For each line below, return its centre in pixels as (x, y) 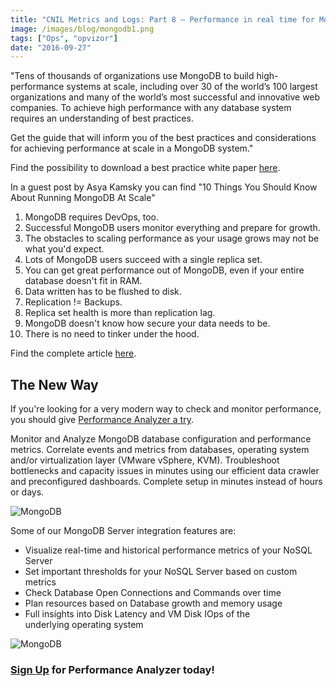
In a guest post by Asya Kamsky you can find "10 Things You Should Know (164, 187)
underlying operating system (84, 625)
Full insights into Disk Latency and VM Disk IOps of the (137, 614)
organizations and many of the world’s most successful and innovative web (165, 97)
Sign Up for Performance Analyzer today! (112, 669)
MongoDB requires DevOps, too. (92, 217)
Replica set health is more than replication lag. (120, 313)
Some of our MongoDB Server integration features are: (123, 531)
